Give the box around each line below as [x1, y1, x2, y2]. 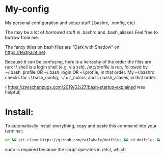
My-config [5, 3, 49, 15]
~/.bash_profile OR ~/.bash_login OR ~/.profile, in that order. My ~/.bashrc [5, 69, 155, 75]
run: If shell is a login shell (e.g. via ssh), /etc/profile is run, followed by [5, 64, 148, 70]
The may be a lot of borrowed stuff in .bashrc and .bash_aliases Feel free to [5, 29, 158, 35]
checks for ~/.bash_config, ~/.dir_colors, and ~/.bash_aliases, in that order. [5, 74, 157, 80]
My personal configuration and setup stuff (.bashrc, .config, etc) [5, 20, 135, 26]
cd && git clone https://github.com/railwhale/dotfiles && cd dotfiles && [5, 137, 162, 142]
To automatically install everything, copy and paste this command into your [5, 123, 157, 128]
